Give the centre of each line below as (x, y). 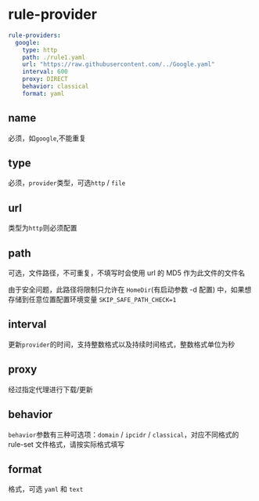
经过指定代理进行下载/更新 (51, 389)
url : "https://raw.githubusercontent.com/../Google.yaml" (119, 64)
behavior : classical (56, 87)
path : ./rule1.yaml (54, 57)
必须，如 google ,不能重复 (47, 138)
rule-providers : (34, 35)
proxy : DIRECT (45, 79)
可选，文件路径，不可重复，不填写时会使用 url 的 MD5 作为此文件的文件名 (126, 273)
